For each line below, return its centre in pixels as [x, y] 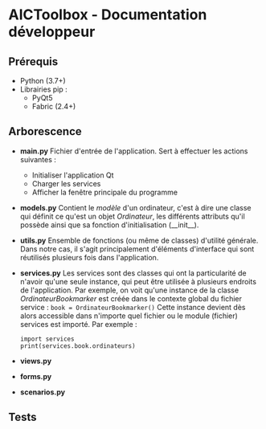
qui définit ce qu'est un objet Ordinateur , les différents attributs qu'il [132, 216]
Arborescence [45, 131]
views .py [36, 361]
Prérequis [33, 61]
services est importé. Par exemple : [79, 324]
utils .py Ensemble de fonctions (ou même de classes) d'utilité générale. [139, 240]
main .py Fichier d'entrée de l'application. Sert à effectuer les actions [134, 151]
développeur [52, 32]
